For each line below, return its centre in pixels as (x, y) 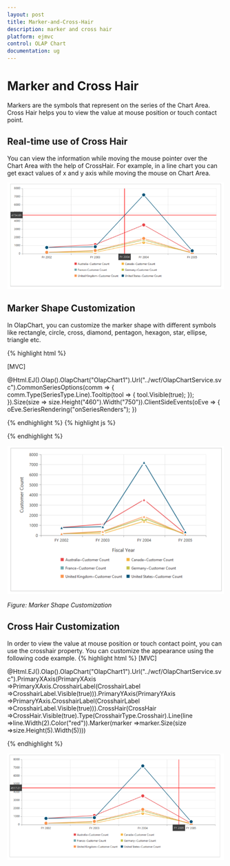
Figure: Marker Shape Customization (60, 605)
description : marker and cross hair (60, 29)
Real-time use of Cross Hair (67, 142)
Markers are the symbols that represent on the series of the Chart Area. (108, 105)
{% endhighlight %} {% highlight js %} (61, 422)
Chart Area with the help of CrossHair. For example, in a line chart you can (113, 165)
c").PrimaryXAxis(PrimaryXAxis (52, 679)
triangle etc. (24, 339)
